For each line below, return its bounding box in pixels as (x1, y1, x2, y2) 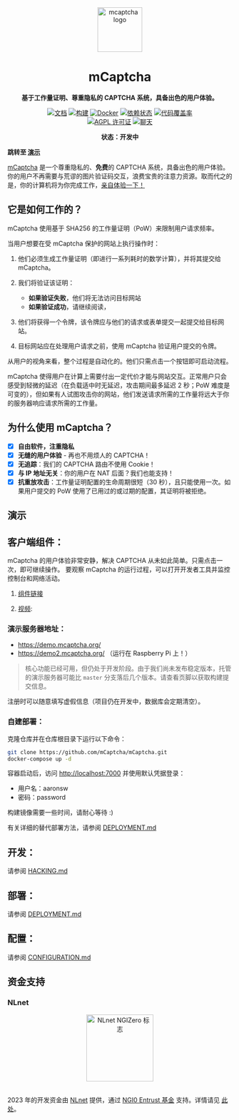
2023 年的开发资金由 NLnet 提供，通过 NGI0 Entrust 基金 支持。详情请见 (7, 1095, 220, 1104)
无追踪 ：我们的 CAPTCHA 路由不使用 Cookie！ (17, 459, 156, 468)
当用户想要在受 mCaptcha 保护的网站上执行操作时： (7, 239, 161, 248)
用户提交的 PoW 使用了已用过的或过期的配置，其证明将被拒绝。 (24, 487, 210, 495)
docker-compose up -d (7, 755, 72, 763)
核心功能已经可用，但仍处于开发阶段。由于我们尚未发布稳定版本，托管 (24, 664, 232, 673)
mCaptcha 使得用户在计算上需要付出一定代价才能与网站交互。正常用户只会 (7, 372, 227, 380)
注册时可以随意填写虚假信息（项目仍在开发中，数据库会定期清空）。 (7, 697, 205, 706)
